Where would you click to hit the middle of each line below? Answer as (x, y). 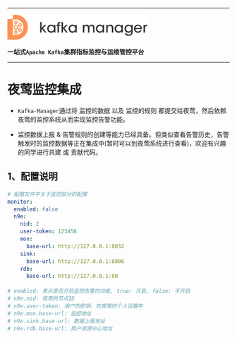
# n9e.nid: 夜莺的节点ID (41, 298)
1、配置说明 (33, 176)
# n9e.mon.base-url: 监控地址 (49, 313)
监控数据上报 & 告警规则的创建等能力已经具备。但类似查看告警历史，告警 (123, 134)
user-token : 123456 (49, 232)
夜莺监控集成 (45, 90)
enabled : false (36, 209)
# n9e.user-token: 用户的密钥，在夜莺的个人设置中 (75, 306)
